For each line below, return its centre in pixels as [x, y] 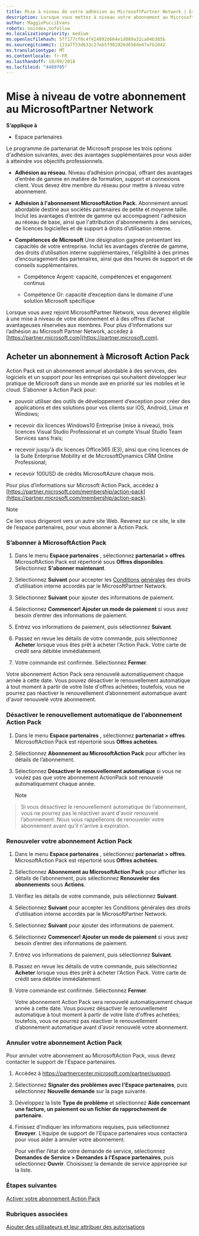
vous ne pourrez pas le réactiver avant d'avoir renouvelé [89, 813]
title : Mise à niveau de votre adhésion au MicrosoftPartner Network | [96, 12]
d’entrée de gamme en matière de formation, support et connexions [97, 179]
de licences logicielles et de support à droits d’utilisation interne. [93, 228]
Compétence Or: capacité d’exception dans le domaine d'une [98, 294]
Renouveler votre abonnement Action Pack [69, 841]
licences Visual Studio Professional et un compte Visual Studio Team [98, 432]
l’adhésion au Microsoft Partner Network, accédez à [70, 331]
